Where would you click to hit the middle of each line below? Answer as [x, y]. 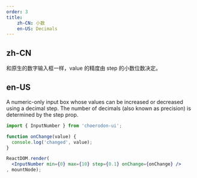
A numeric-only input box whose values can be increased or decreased [95, 102]
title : [14, 17]
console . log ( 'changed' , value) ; [52, 142]
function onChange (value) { [41, 137]
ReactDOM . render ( [28, 159]
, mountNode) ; [24, 170]
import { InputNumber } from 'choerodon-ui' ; [64, 126]
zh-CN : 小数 [31, 23]
